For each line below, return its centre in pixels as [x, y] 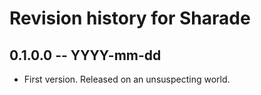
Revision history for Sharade [130, 18]
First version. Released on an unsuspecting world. [127, 79]
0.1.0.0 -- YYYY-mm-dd [85, 55]
